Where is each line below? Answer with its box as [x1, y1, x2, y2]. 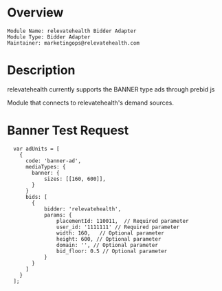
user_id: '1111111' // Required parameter [56, 224, 180, 230]
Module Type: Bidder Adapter [7, 33, 91, 41]
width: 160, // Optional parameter [56, 229, 165, 237]
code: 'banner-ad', [25, 157, 81, 164]
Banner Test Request [7, 122, 129, 138]
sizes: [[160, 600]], [43, 175, 107, 182]
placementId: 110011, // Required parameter [56, 217, 189, 224]
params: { [43, 211, 72, 218]
